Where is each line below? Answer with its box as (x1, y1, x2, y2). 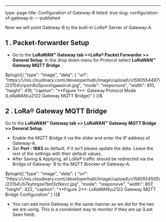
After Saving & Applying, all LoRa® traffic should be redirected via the (12, 156, 154, 161)
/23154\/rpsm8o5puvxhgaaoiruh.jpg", (5, 82, 82, 88)
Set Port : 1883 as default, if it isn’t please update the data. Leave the (12, 145, 154, 151)
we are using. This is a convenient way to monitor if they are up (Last (12, 206, 153, 212)
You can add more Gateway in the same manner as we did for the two (12, 201, 155, 207)
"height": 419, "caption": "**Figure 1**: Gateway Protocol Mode (5, 87, 136, 94)
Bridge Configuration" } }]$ (5, 191, 60, 197)
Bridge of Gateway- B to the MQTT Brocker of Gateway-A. (12, 161, 131, 167)
